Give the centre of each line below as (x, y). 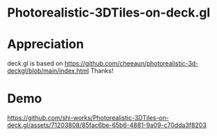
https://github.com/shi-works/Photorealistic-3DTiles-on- (88, 118)
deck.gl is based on (35, 64)
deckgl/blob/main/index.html (48, 71)
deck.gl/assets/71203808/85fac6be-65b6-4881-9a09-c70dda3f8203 (107, 125)
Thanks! (102, 71)
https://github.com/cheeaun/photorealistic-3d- (132, 64)
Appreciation (46, 45)
